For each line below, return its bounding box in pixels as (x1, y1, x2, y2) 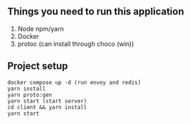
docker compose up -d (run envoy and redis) (7, 79, 141, 86)
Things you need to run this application (7, 6, 185, 18)
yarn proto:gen (7, 91, 53, 98)
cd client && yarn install (7, 103, 87, 111)
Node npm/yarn (17, 24, 64, 33)
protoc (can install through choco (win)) (17, 39, 134, 48)
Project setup (7, 60, 69, 72)
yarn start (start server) (7, 97, 87, 105)
